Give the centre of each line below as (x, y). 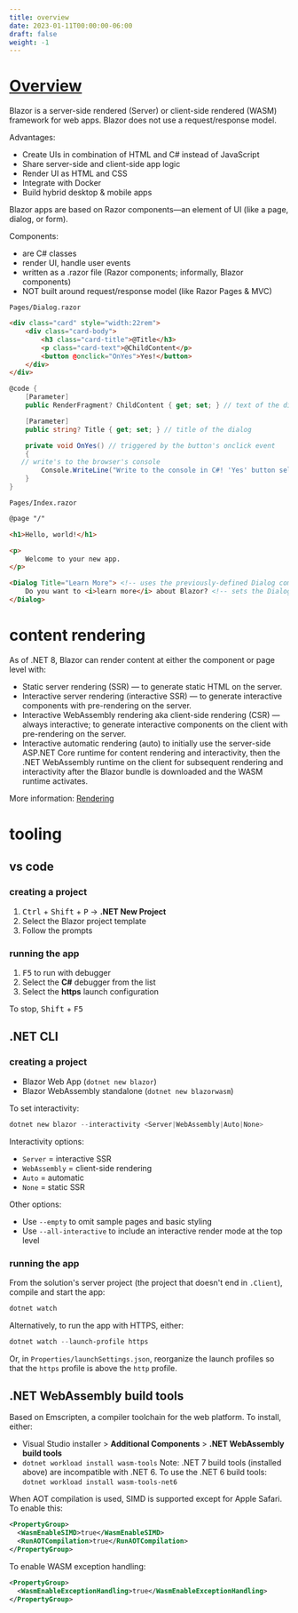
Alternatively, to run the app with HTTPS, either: (97, 1325)
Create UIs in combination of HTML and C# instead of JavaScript (141, 155)
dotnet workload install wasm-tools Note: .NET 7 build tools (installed (152, 1463)
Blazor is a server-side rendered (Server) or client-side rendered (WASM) (143, 111)
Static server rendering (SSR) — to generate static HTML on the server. (152, 686)
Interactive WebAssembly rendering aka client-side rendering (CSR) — (151, 715)
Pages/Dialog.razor (45, 307)
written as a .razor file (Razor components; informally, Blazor (133, 273)
